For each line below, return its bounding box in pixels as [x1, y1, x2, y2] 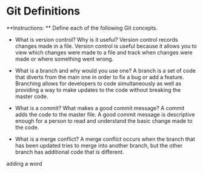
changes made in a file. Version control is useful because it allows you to [15, 42, 197, 50]
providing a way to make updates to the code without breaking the [15, 86, 181, 93]
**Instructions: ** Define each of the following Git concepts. [6, 24, 158, 31]
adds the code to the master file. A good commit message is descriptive [15, 111, 195, 118]
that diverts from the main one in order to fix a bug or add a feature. [15, 73, 184, 80]
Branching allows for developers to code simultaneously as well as [15, 80, 182, 87]
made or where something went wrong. [15, 55, 114, 62]
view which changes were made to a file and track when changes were [15, 48, 193, 56]
